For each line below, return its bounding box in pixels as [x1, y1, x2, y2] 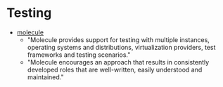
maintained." [27, 72, 64, 81]
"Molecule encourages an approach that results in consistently [27, 58, 210, 66]
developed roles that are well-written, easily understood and [27, 65, 203, 74]
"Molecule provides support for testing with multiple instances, [27, 35, 210, 43]
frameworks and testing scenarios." [27, 51, 131, 59]
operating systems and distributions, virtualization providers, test [27, 43, 216, 51]
